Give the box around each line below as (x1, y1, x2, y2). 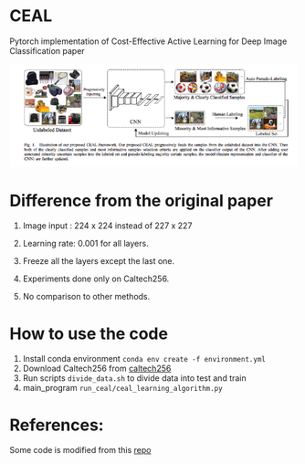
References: (9, 415, 104, 435)
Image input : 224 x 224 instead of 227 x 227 (22, 220, 193, 231)
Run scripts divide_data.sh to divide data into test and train (22, 373, 247, 384)
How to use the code (9, 323, 169, 343)
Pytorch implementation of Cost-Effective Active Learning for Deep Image (9, 36, 288, 47)
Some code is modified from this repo (9, 445, 152, 456)
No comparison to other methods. (22, 291, 151, 302)
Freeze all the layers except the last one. (22, 256, 175, 267)
